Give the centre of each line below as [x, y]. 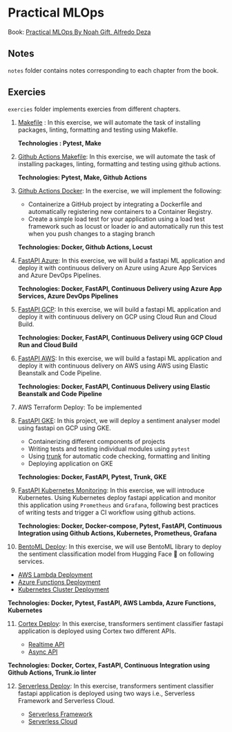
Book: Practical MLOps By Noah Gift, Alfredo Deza [79, 32]
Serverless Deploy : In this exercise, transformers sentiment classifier [116, 686]
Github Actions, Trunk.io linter [52, 672]
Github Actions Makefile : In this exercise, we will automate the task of [117, 157]
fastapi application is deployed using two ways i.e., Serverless [106, 693]
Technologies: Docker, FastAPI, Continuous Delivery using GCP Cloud [120, 337]
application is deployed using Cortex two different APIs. [97, 631]
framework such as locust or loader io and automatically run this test [126, 226]
